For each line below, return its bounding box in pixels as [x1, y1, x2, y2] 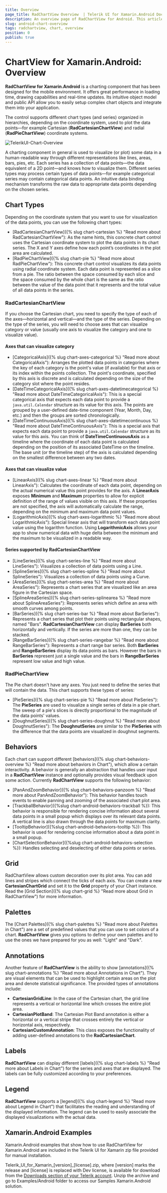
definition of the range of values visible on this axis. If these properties [12, 498, 157, 504]
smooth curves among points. [12, 605, 74, 611]
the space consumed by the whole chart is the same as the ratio [12, 276, 144, 282]
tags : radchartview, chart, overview [5, 26, 83, 31]
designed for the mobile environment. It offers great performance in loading [5, 89, 160, 94]
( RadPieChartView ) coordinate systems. [5, 130, 88, 136]
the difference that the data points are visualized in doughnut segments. [12, 728, 160, 734]
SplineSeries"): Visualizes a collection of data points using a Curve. [12, 573, 150, 579]
